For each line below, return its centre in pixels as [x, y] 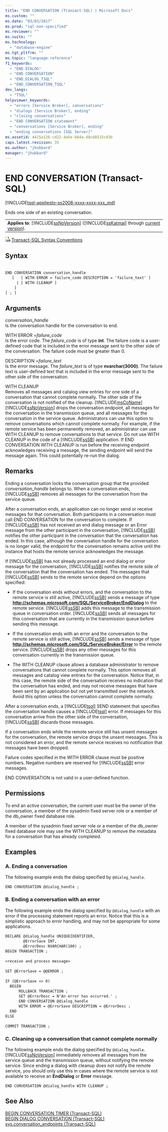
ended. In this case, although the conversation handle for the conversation [82, 540]
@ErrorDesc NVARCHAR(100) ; [52, 946]
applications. [18, 926]
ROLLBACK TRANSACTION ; [43, 991]
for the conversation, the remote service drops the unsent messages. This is [84, 737]
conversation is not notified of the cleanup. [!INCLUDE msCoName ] [74, 402]
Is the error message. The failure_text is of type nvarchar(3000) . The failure [84, 366]
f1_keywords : [19, 63]
